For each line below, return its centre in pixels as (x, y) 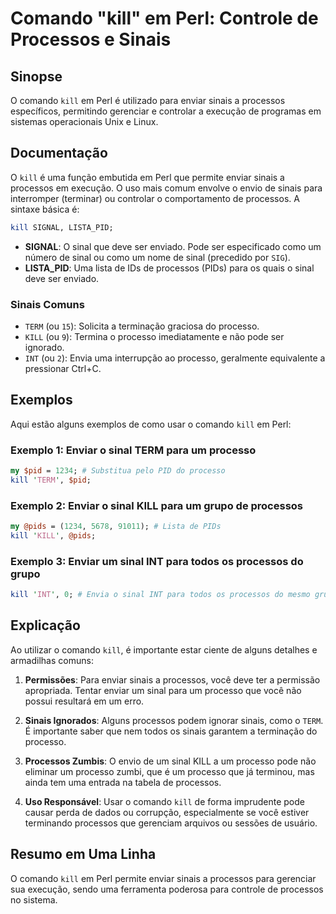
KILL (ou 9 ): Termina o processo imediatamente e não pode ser (154, 336)
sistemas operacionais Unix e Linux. (84, 121)
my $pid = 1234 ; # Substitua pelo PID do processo (118, 471)
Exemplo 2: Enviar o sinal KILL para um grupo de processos (157, 505)
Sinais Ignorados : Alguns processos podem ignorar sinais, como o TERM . (174, 720)
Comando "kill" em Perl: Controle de (164, 18)
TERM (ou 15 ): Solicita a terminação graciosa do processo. (142, 326)
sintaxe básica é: (45, 209)
